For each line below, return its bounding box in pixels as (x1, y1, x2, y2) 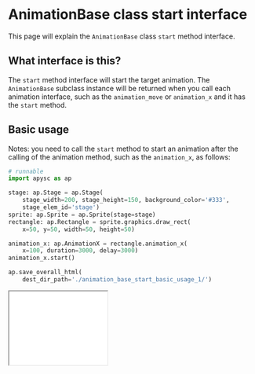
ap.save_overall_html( (8, 269, 82, 277)
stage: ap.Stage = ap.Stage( (8, 189, 104, 197)
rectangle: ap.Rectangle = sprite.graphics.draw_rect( (8, 218, 191, 225)
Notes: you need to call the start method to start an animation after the (8, 144, 239, 153)
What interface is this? (8, 54, 122, 68)
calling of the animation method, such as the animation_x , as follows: (8, 152, 231, 162)
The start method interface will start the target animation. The (8, 75, 210, 84)
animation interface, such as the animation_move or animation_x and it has (8, 92, 246, 101)
